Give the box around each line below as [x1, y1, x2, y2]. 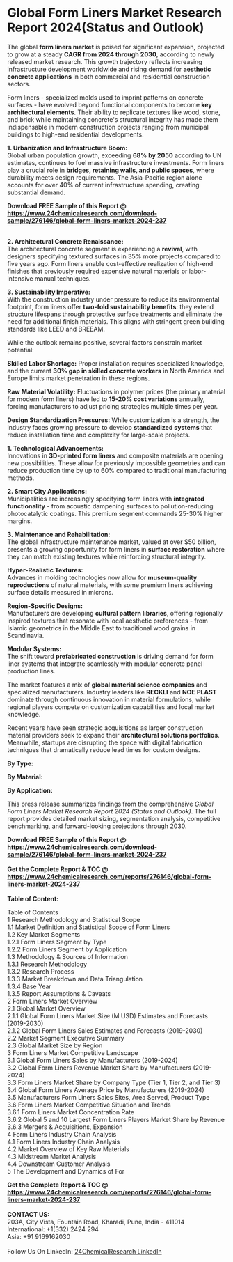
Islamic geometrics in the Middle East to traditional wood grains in [7, 623, 196, 632]
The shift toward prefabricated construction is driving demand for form [7, 652, 214, 660]
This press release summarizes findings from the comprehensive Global [7, 800, 214, 808]
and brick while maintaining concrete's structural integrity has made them [7, 115, 218, 123]
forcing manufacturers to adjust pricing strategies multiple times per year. [7, 402, 218, 410]
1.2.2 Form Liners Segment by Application [7, 945, 127, 953]
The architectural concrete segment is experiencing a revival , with [7, 244, 198, 253]
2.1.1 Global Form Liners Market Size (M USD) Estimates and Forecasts [7, 1011, 209, 1020]
